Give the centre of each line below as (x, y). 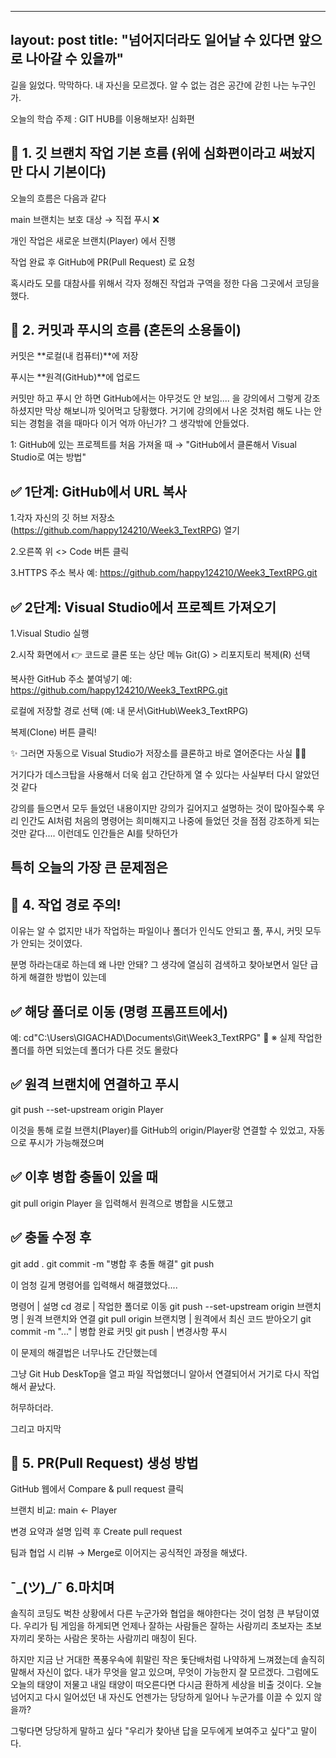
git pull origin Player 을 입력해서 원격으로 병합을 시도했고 (122, 1203)
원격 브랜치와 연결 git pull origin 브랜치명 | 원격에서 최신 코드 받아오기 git (169, 1318)
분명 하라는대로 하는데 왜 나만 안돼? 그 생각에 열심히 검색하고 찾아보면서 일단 (159, 965)
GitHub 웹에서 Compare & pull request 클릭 (97, 1489)
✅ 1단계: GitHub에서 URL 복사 (98, 491)
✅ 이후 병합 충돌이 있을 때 (84, 1177)
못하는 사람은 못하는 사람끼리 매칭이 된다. (117, 1638)
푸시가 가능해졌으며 (66, 1142)
